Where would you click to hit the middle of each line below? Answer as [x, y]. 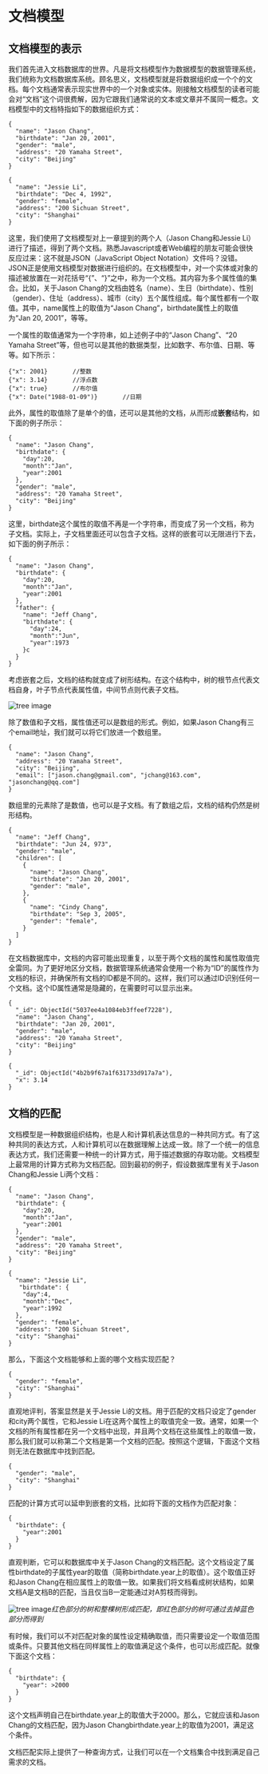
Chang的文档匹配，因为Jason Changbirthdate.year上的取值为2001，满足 [128, 1724]
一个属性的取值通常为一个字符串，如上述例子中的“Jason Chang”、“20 [123, 335]
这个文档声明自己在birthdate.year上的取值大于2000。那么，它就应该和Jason [134, 1715]
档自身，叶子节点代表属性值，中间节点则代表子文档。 [96, 690]
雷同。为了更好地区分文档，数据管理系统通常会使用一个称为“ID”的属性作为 [137, 968]
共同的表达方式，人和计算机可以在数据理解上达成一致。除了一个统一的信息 [137, 1144]
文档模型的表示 [45, 48]
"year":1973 [49, 643]
